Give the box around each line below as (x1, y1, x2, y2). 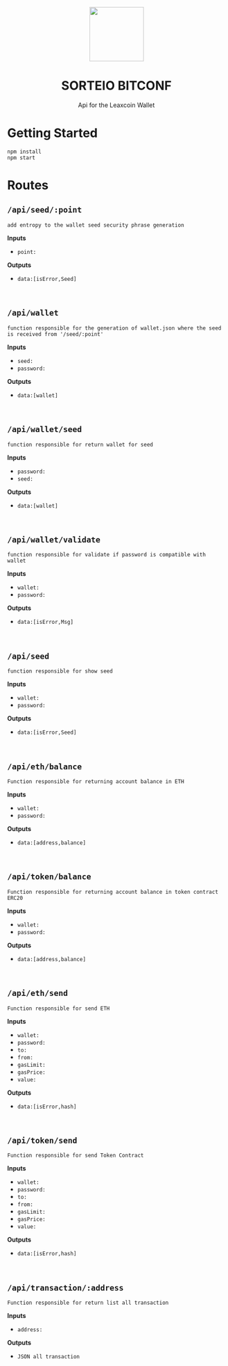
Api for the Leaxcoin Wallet (78, 101, 155, 109)
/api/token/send (7, 1135, 78, 1146)
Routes (7, 177, 49, 193)
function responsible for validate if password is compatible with (7, 552, 207, 559)
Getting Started (7, 125, 98, 141)
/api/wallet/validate (7, 534, 100, 545)
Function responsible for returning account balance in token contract (7, 888, 218, 895)
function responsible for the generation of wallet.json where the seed (7, 324, 222, 332)
